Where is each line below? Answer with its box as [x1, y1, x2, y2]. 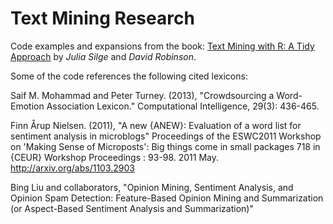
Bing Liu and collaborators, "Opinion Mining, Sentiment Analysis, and [10, 181, 294, 193]
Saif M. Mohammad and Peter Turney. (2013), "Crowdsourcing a [10, 89, 275, 101]
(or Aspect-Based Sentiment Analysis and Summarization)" [10, 202, 254, 214]
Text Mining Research [10, 7, 195, 30]
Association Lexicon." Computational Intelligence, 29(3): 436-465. [46, 100, 320, 112]
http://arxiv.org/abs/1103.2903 [10, 162, 136, 174]
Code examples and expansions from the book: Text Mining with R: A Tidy [10, 40, 315, 52]
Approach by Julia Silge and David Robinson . [10, 50, 197, 62]
